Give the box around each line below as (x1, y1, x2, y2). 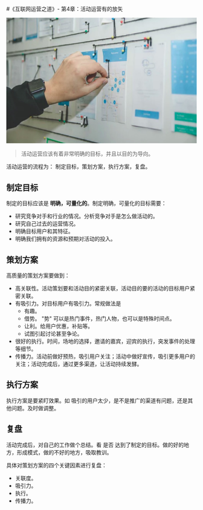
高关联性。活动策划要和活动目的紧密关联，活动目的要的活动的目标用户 (14, 284, 190, 292)
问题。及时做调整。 (11, 404, 59, 411)
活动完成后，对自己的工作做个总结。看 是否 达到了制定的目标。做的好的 (6, 441, 184, 448)
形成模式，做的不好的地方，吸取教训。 (16, 448, 112, 456)
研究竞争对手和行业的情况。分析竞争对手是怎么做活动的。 (14, 212, 158, 220)
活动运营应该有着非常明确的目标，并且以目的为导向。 (21, 150, 154, 157)
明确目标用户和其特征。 (14, 227, 74, 235)
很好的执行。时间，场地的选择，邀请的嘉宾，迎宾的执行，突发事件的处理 (14, 338, 195, 345)
